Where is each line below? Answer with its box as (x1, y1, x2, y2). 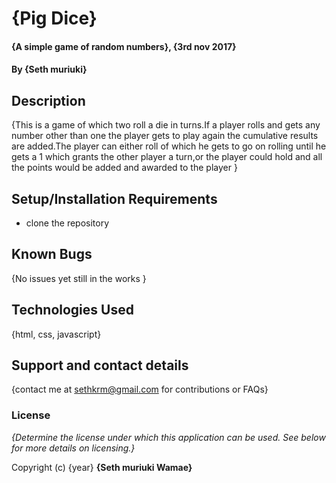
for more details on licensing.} (11, 442, 136, 454)
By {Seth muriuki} (11, 63, 88, 76)
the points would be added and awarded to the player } (11, 162, 238, 174)
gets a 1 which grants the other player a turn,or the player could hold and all (11, 151, 323, 163)
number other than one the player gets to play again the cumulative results (11, 130, 319, 142)
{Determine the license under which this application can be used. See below (11, 431, 326, 443)
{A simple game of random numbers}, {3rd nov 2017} (11, 40, 237, 52)
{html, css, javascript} (11, 328, 102, 340)
